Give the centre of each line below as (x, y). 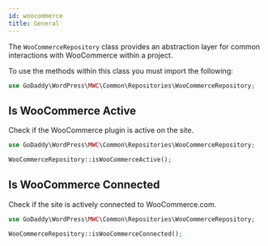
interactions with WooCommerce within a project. (91, 55)
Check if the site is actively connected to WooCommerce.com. (113, 204)
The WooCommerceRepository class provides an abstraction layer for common (134, 46)
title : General (34, 23)
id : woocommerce (36, 16)
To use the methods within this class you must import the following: (121, 70)
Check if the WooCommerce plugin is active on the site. (101, 130)
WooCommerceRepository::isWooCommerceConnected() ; (96, 234)
